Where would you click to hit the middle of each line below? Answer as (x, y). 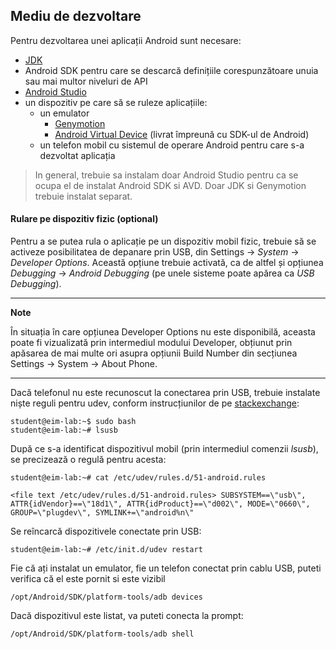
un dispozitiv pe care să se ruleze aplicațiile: (116, 102)
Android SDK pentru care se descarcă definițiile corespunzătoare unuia (171, 70)
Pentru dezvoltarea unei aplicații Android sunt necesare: (126, 40)
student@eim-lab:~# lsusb (64, 430)
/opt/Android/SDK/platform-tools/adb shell (102, 634)
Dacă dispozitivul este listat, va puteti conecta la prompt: (127, 616)
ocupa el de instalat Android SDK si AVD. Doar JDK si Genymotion (170, 185)
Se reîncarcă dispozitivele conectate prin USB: (106, 531)
